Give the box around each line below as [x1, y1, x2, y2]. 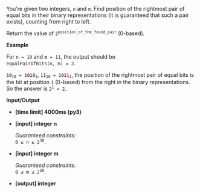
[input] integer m [15, 150, 59, 157]
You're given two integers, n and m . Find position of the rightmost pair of [6, 5, 185, 12]
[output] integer [15, 180, 56, 187]
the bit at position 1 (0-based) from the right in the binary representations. [6, 79, 190, 86]
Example [6, 42, 29, 48]
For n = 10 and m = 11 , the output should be [6, 53, 116, 60]
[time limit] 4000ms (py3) [15, 108, 82, 116]
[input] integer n [15, 120, 57, 128]
